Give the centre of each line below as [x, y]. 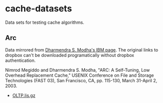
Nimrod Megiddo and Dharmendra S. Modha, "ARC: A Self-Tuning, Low [78, 70]
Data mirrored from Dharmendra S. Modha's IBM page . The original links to [82, 50]
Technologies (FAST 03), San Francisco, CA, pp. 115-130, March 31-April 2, [81, 80]
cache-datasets [39, 9]
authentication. [21, 60]
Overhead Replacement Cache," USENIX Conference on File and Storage [80, 75]
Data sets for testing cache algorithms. [45, 22]
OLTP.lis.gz [24, 95]
